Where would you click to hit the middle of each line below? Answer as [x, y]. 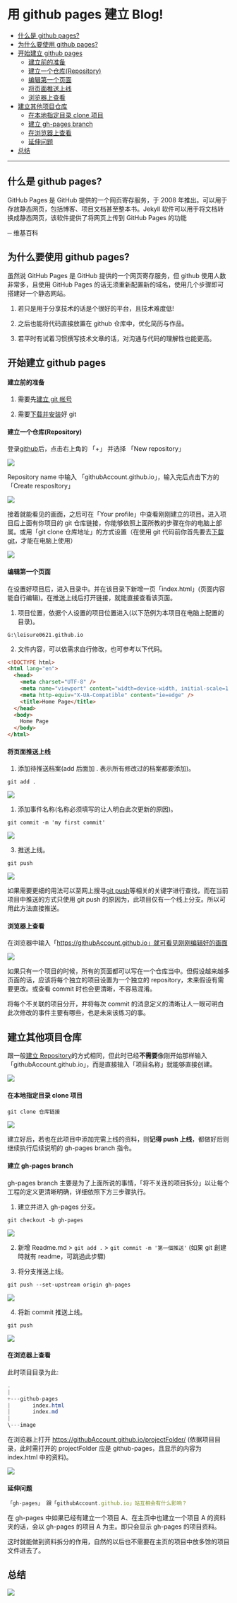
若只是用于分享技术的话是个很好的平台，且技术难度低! [96, 308]
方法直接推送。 [41, 908]
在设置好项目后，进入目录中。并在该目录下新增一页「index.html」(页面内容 [116, 589]
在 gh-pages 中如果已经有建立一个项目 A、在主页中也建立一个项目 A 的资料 [117, 1518]
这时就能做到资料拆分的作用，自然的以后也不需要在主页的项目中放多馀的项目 [119, 1542]
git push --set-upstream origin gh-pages [69, 1285]
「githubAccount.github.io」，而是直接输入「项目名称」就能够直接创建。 [112, 1064]
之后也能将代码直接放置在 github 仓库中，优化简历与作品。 [103, 323]
